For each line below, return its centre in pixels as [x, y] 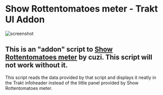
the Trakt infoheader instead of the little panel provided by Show [72, 83]
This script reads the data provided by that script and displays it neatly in [81, 77]
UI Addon [25, 19]
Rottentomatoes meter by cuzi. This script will [79, 57]
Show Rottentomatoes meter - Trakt [81, 9]
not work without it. [36, 65]
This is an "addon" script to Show [59, 49]
